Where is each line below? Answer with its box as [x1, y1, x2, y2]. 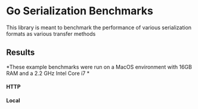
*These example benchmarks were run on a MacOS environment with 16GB [6, 63, 192, 70]
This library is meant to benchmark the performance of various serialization [6, 24, 192, 31]
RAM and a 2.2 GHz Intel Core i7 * [6, 70, 90, 77]
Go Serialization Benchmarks [6, 4, 153, 18]
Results [6, 48, 35, 58]
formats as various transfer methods [6, 30, 96, 37]
